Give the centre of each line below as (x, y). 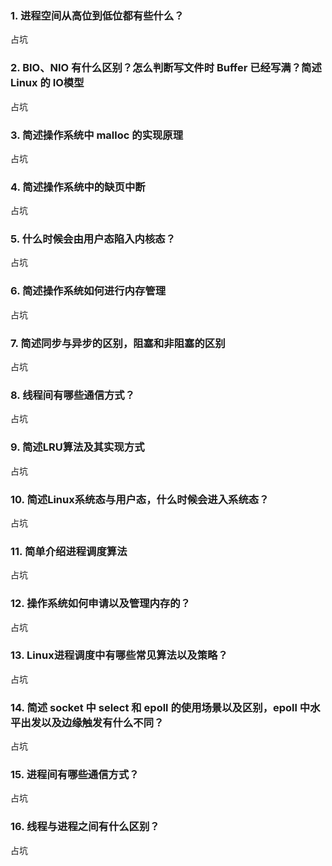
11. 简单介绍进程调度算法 (69, 551)
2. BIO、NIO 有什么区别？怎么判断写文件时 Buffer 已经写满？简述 (166, 68)
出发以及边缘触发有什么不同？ (92, 722)
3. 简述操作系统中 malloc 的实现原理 (97, 135)
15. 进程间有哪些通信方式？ (75, 775)
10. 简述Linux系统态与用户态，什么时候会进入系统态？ (140, 499)
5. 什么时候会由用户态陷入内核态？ (93, 239)
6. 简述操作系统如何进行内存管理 (88, 291)
